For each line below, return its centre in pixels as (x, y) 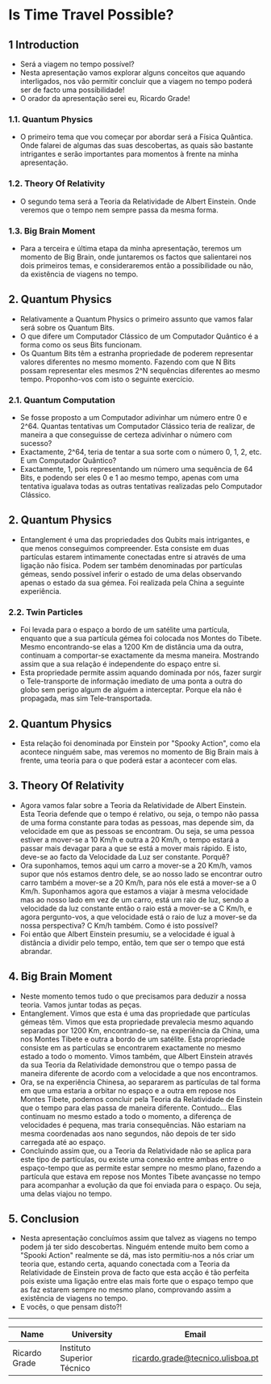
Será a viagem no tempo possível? (77, 64)
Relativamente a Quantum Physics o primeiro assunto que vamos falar (136, 319)
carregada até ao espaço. (63, 1142)
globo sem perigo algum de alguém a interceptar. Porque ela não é (131, 690)
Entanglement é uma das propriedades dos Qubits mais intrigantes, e (135, 540)
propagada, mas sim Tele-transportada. (86, 698)
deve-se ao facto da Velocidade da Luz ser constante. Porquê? (125, 856)
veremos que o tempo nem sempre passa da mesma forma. (119, 210)
